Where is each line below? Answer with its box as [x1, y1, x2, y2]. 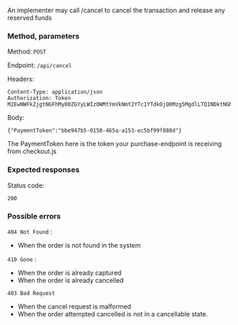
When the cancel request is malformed [17, 302, 131, 311]
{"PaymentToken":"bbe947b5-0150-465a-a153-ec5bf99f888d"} [7, 127, 182, 134]
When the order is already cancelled [17, 276, 124, 285]
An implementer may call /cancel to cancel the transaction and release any [7, 6, 225, 14]
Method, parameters [7, 31, 80, 41]
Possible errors [7, 211, 62, 221]
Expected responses [7, 165, 80, 175]
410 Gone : [7, 255, 37, 263]
